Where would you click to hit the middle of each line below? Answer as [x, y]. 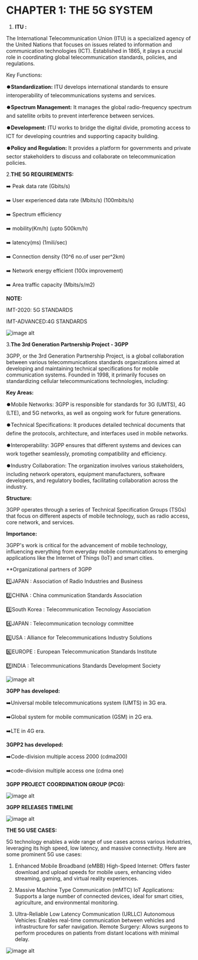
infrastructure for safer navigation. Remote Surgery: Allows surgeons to [102, 926]
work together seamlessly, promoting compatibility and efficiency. [87, 454]
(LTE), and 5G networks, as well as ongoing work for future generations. [94, 413]
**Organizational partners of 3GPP [49, 569]
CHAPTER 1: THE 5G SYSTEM [79, 10]
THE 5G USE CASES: [32, 830]
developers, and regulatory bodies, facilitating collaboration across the [92, 480]
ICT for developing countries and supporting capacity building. [83, 136]
